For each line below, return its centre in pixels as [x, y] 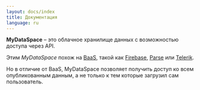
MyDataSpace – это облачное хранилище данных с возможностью [92, 40]
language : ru [23, 23]
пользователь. [25, 82]
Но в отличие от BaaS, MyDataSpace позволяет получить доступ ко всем [100, 69]
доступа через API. [31, 46]
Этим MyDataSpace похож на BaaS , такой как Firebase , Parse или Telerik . [100, 58]
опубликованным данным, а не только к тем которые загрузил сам [92, 76]
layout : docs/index [31, 12]
